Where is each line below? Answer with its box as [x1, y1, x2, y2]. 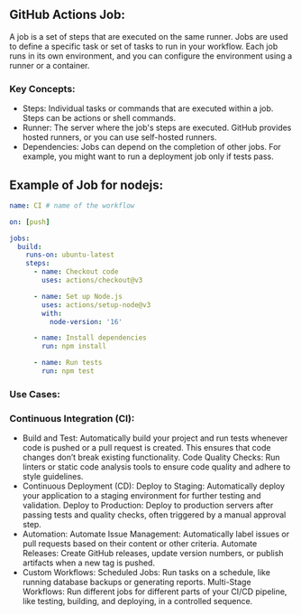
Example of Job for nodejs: [9, 177, 164, 192]
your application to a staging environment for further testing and [22, 490, 261, 501]
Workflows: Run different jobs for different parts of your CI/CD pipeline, [22, 586, 287, 597]
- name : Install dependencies [32, 333, 147, 342]
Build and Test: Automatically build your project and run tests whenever [22, 433, 288, 443]
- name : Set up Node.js [32, 292, 123, 301]
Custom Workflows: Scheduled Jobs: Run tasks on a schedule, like [22, 567, 270, 578]
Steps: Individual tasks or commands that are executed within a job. [22, 103, 274, 114]
